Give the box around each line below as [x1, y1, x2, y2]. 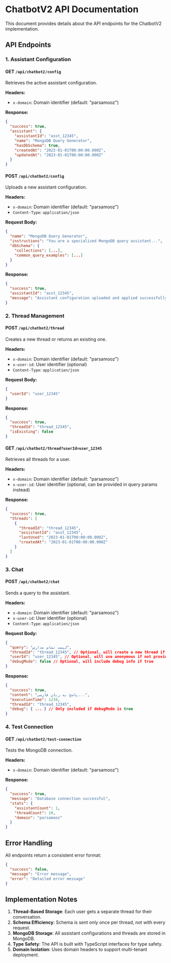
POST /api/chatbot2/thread [5, 325, 65, 331]
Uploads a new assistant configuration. [5, 184, 88, 190]
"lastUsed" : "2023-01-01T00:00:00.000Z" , [18, 535, 108, 540]
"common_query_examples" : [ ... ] [14, 253, 83, 258]
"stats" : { [10, 801, 33, 806]
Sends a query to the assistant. [5, 590, 70, 596]
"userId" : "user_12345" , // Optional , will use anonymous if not [10, 654, 152, 659]
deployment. [12, 952, 39, 958]
